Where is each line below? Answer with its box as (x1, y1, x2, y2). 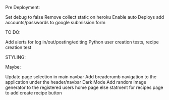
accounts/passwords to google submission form (5, 20, 106, 25)
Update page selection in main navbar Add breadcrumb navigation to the (5, 74, 157, 80)
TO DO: (5, 29, 21, 35)
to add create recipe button (5, 90, 62, 95)
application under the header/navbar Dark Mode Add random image (5, 79, 146, 85)
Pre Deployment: (5, 5, 40, 10)
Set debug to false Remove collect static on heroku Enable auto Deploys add (5, 14, 164, 20)
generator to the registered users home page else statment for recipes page (5, 84, 163, 90)
